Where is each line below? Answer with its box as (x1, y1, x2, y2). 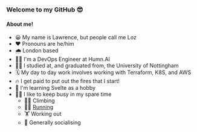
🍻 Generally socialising (24, 119, 81, 126)
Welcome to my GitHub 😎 (6, 5, 83, 14)
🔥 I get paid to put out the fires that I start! (15, 78, 120, 85)
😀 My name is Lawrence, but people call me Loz (15, 34, 137, 41)
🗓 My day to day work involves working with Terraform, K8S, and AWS (15, 69, 192, 76)
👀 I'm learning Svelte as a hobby (15, 84, 95, 92)
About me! (6, 20, 33, 28)
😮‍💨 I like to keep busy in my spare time (15, 90, 112, 98)
